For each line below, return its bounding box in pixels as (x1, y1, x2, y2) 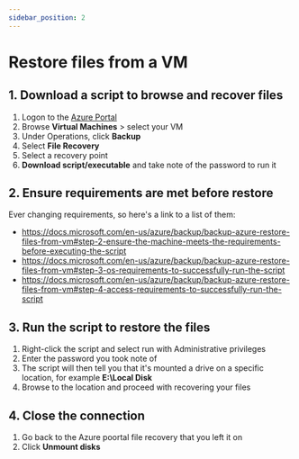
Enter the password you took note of (21, 353, 158, 364)
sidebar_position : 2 (8, 13, 86, 22)
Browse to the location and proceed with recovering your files (21, 382, 251, 392)
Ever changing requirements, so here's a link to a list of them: (8, 209, 236, 220)
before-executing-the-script (21, 246, 127, 256)
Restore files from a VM (8, 51, 188, 72)
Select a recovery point (21, 149, 109, 160)
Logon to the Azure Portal (21, 112, 118, 122)
